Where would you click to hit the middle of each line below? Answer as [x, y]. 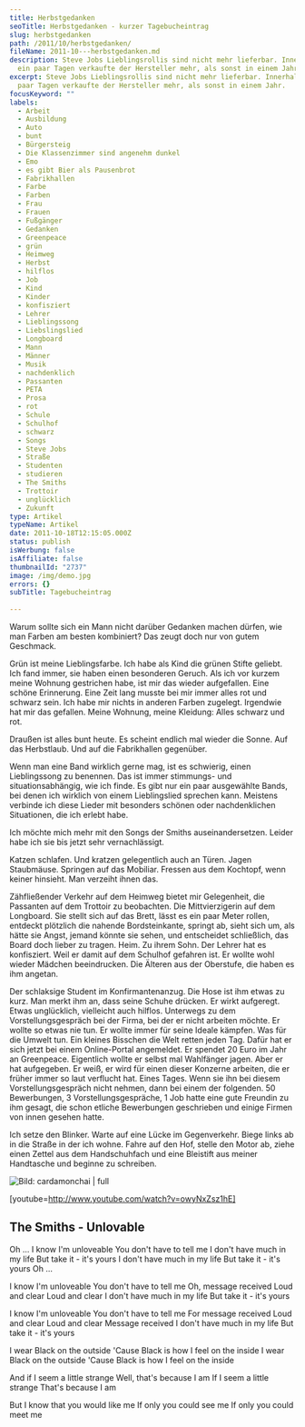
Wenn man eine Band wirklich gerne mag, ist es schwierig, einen [130, 766]
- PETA [30, 390]
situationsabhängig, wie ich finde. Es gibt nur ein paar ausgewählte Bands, [149, 786]
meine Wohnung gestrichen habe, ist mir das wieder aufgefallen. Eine [139, 683]
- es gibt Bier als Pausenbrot [77, 170]
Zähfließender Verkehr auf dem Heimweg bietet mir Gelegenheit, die [137, 897]
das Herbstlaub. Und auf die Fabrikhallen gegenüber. [108, 749]
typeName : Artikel [44, 525]
